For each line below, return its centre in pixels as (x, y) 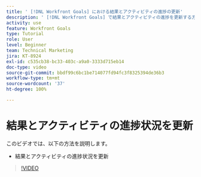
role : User (20, 39)
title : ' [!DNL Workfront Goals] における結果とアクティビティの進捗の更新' (95, 12)
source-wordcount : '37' (36, 84)
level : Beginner (26, 45)
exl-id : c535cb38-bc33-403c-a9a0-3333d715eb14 (65, 61)
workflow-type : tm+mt (33, 78)
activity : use (24, 23)
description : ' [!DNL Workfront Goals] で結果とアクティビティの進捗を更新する (99, 17)
